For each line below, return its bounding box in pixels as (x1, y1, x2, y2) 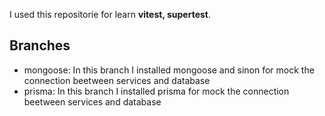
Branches (9, 37, 71, 54)
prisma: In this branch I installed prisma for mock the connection (23, 85, 290, 97)
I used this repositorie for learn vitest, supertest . (9, 9, 212, 20)
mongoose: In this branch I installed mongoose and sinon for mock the (23, 64, 315, 76)
